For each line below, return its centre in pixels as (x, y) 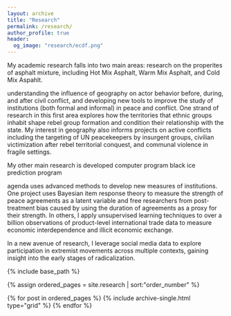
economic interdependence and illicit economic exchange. (91, 230)
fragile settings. (29, 152)
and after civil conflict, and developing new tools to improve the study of (110, 100)
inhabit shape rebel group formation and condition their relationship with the (115, 122)
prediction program (35, 172)
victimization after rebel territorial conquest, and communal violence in (108, 145)
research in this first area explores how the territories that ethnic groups (110, 115)
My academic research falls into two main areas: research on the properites (115, 65)
